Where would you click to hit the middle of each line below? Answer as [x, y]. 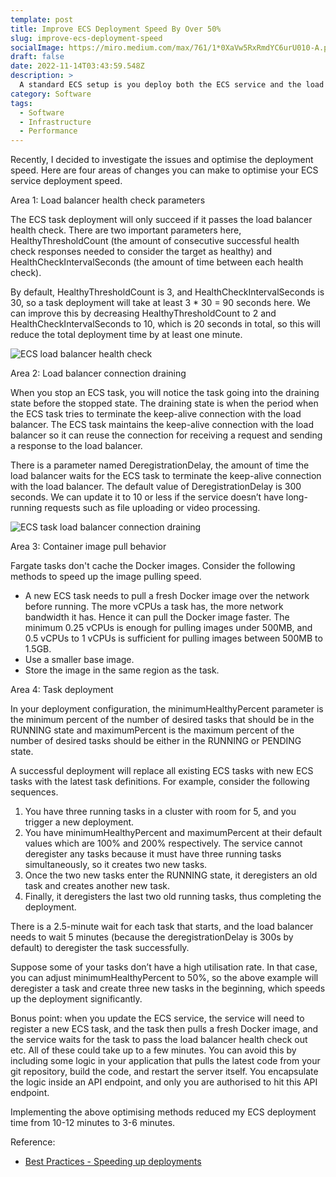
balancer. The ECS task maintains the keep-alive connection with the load [162, 425]
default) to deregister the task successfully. [100, 948]
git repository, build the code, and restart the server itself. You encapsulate [164, 1072]
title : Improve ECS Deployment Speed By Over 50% [116, 29]
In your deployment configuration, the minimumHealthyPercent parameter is [167, 709]
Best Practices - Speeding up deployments [113, 1162]
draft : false [37, 57]
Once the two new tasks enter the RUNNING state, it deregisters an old [171, 875]
